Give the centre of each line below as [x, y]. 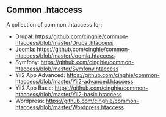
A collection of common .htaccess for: [54, 24]
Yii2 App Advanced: [40, 75]
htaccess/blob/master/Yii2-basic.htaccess [68, 94]
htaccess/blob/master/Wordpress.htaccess [69, 107]
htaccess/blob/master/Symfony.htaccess [67, 69]
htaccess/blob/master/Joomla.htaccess [65, 55]
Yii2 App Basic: [34, 88]
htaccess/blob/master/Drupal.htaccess [64, 42]
